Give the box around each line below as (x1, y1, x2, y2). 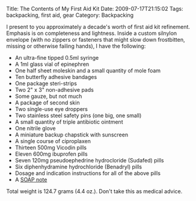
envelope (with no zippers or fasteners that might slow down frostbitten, (6, 36, 185, 43)
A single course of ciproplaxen (14, 138, 91, 144)
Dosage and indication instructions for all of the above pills (14, 170, 161, 177)
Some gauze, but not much (14, 93, 82, 100)
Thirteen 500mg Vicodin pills (14, 144, 87, 151)
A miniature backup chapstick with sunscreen (14, 131, 128, 138)
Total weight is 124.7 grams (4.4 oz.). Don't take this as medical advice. (6, 188, 183, 195)
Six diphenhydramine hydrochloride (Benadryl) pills (14, 163, 142, 170)
